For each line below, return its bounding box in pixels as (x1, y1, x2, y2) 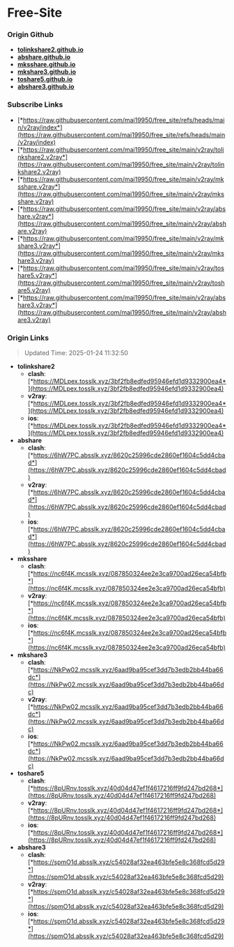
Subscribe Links (7, 100, 63, 109)
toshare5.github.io (17, 75, 73, 84)
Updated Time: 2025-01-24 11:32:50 (24, 349, 129, 357)
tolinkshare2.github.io (17, 45, 84, 54)
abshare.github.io (17, 53, 71, 61)
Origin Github (7, 30, 54, 40)
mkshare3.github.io (17, 68, 77, 76)
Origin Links (7, 333, 49, 343)
